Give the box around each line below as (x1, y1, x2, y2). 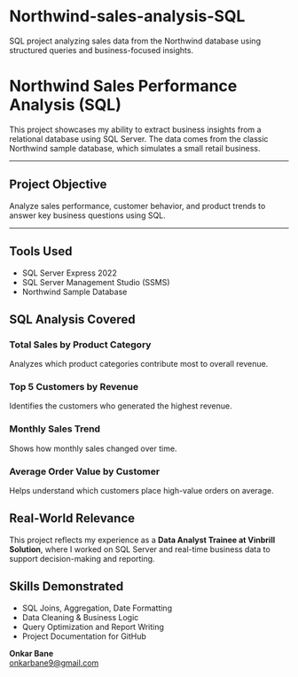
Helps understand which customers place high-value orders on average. (9, 486, 274, 496)
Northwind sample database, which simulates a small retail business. (9, 143, 261, 153)
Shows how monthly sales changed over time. (9, 443, 177, 454)
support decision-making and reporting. (9, 553, 155, 564)
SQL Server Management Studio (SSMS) (21, 276, 170, 287)
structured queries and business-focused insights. (9, 44, 193, 55)
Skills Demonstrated (9, 579, 124, 595)
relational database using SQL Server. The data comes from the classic (9, 133, 269, 144)
